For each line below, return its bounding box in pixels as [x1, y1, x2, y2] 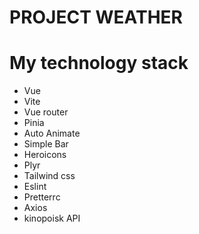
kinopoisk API [23, 212, 81, 225]
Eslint [23, 181, 47, 193]
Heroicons [23, 149, 67, 161]
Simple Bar [23, 138, 69, 150]
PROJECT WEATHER [9, 6, 183, 29]
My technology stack [9, 52, 189, 75]
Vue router [23, 106, 69, 118]
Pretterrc [23, 191, 61, 203]
